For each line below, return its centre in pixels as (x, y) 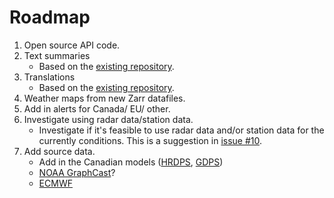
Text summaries (57, 55)
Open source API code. (72, 45)
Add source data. (59, 151)
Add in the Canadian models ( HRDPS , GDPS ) (131, 162)
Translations (49, 77)
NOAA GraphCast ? (77, 172)
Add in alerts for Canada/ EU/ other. (97, 108)
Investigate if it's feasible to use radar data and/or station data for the (181, 130)
